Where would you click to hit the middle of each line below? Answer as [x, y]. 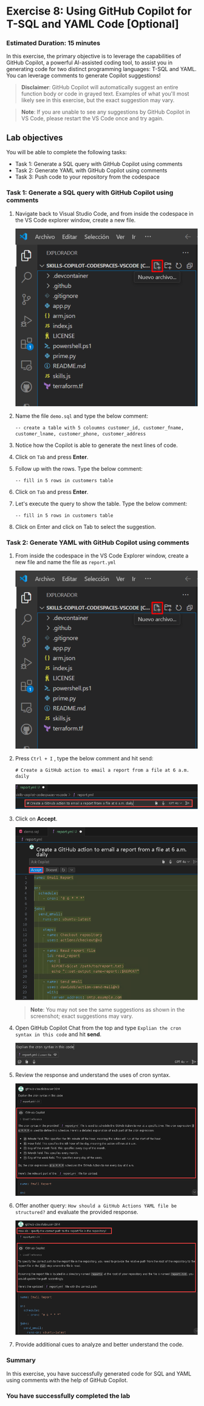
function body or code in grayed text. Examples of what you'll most [105, 94]
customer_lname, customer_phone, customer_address [80, 434]
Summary [21, 1360]
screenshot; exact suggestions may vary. [82, 1016]
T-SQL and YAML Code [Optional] [93, 24]
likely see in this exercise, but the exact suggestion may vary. [98, 100]
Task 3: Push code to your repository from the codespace [87, 177]
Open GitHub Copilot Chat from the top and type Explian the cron [98, 1028]
